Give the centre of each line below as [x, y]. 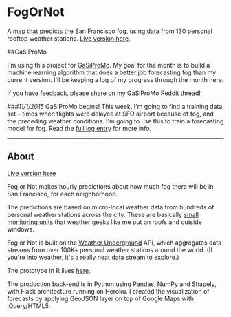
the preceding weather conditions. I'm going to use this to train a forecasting [115, 121]
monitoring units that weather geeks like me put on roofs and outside [105, 222]
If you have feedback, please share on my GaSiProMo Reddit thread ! [104, 93]
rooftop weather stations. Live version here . [69, 38]
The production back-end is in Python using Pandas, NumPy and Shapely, [112, 284]
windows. [21, 229]
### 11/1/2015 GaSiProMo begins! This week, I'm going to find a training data [115, 106]
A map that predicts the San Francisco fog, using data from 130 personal [110, 31]
